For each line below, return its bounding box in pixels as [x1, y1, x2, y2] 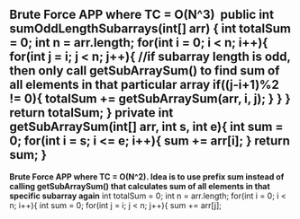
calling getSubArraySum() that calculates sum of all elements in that [9, 180, 270, 191]
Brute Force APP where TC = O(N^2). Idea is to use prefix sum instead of [9, 171, 285, 182]
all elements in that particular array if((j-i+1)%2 [9, 77, 279, 92]
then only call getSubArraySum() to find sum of [9, 63, 280, 79]
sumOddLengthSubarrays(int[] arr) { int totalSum [9, 22, 291, 37]
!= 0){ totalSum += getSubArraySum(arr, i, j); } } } [9, 92, 291, 107]
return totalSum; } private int [9, 105, 174, 120]
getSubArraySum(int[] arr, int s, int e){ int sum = [9, 119, 284, 135]
